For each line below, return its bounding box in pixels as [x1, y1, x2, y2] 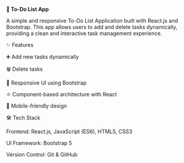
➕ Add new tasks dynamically [6, 54, 79, 60]
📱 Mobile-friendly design [6, 102, 67, 109]
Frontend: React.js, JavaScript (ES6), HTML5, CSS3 [6, 128, 133, 135]
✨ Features [6, 42, 34, 48]
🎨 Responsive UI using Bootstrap [6, 79, 87, 86]
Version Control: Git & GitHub [6, 151, 78, 158]
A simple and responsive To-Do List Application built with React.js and [6, 17, 179, 24]
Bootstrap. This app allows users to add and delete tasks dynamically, [6, 24, 177, 30]
